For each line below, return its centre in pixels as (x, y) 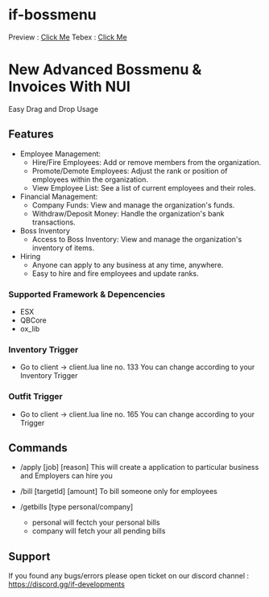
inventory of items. (63, 248)
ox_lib (30, 328)
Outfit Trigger (35, 397)
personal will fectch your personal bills (96, 523)
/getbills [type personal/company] (77, 507)
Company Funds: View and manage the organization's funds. (133, 205)
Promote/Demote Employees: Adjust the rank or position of (130, 171)
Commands (38, 448)
